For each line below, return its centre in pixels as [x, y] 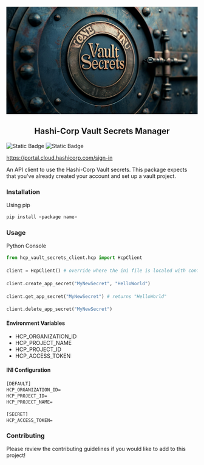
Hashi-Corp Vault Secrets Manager [102, 131]
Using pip [18, 205]
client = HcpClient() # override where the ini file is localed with [96, 271]
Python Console [26, 246]
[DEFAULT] [19, 384]
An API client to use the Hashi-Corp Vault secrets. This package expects [97, 169]
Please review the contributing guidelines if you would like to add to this [96, 449]
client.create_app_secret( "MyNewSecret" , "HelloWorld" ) [78, 283]
